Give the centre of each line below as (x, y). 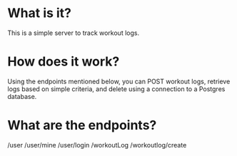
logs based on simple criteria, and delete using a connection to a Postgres (116, 89)
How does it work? (64, 62)
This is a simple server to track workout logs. (74, 33)
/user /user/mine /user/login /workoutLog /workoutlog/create (97, 145)
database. (22, 96)
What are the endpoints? (82, 125)
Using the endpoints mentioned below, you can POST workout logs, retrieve (119, 81)
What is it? (40, 13)
